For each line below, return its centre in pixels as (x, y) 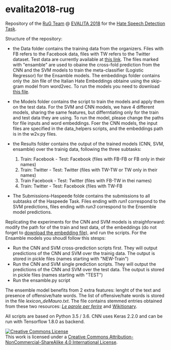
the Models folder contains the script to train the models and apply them (88, 101)
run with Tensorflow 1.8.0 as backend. (45, 322)
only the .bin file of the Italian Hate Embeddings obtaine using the (81, 81)
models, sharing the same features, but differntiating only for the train (85, 112)
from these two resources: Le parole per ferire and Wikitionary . (71, 306)
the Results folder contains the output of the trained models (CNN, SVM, (88, 144)
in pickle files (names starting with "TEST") (58, 275)
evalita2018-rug (40, 9)
